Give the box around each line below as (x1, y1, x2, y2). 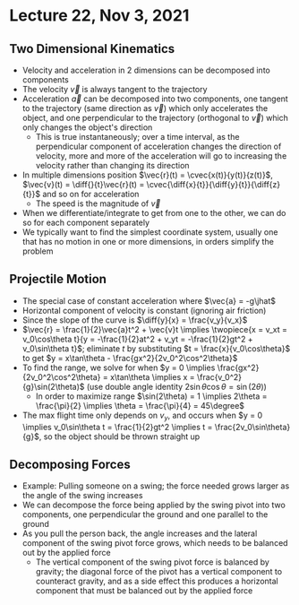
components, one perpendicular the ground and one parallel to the (21, 509, 269, 520)
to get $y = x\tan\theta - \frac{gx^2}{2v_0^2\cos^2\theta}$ (21, 352, 238, 363)
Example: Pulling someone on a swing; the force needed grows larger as (21, 480, 290, 491)
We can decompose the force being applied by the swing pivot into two (21, 499, 286, 511)
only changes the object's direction (21, 122, 153, 133)
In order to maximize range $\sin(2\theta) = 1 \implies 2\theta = (35, 391, 268, 402)
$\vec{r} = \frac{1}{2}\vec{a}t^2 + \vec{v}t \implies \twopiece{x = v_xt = (21, 324, 288, 334)
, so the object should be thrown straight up (38, 431, 201, 442)
